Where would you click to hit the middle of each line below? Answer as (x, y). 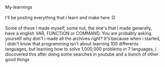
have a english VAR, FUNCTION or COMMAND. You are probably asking (78, 33)
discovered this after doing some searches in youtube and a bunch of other (82, 54)
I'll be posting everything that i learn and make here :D (60, 17)
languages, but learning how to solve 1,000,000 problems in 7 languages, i (81, 49)
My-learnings (19, 7)
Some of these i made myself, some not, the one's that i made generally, (79, 28)
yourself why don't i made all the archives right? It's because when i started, (83, 38)
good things (17, 59)
